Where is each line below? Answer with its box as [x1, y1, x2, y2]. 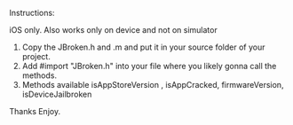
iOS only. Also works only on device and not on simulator [9, 25, 218, 35]
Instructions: [9, 8, 55, 18]
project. [21, 51, 51, 61]
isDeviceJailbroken [21, 89, 92, 99]
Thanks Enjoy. [9, 106, 60, 116]
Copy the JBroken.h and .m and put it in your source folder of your [21, 42, 265, 52]
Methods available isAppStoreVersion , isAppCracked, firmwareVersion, [21, 80, 284, 90]
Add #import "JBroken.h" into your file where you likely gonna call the [21, 61, 277, 71]
